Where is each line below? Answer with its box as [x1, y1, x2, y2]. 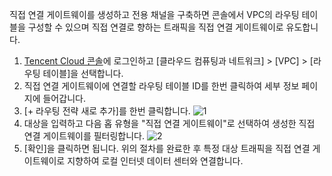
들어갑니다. [42, 93, 86, 104]
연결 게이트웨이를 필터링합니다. [23, 130, 146, 142]
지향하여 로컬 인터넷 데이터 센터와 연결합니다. [67, 155, 244, 167]
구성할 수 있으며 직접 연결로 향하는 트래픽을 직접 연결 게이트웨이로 [27, 21, 284, 33]
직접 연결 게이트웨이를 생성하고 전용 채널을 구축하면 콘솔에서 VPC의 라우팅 [9, 9, 300, 20]
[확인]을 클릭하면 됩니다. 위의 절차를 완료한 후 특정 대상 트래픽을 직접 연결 [23, 143, 311, 154]
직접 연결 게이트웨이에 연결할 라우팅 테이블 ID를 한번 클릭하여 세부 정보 [23, 80, 300, 92]
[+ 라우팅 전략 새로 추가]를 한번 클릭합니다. [23, 105, 191, 117]
